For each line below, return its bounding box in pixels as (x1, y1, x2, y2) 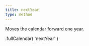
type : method (5, 12, 33, 17)
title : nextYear (5, 7, 39, 12)
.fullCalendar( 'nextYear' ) (5, 35, 59, 41)
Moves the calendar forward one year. (5, 25, 84, 31)
